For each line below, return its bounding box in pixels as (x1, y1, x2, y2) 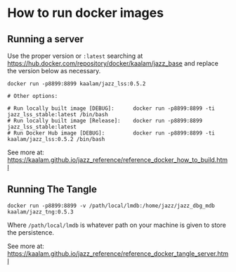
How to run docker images (7, 5, 164, 21)
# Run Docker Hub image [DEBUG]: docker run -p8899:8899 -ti (7, 130, 216, 137)
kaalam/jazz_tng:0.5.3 (7, 208, 74, 216)
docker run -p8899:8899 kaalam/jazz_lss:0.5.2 (7, 80, 146, 87)
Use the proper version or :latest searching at (7, 51, 143, 60)
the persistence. (7, 228, 55, 237)
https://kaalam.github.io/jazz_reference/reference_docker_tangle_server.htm (7, 249, 229, 258)
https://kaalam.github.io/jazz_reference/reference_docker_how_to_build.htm (7, 156, 228, 163)
